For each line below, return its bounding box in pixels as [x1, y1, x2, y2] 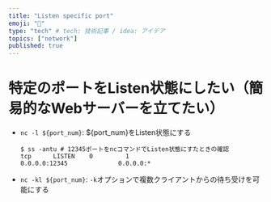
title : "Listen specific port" [8, 11, 114, 20]
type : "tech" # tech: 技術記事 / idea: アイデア [8, 27, 166, 35]
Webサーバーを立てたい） [51, 99, 224, 118]
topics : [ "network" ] [8, 34, 78, 43]
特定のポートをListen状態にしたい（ [8, 79, 249, 98]
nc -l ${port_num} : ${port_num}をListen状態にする [19, 128, 192, 137]
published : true [8, 42, 63, 50]
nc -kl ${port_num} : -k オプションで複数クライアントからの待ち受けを [19, 175, 253, 184]
